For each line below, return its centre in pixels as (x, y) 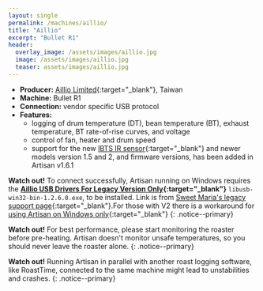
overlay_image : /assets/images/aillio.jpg (86, 52)
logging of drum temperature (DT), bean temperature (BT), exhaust (140, 123)
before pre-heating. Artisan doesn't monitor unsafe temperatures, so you (127, 237)
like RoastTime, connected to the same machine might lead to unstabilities (129, 270)
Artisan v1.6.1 (53, 165)
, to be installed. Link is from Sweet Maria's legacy (164, 197)
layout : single (33, 15)
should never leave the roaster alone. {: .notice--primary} (101, 246)
